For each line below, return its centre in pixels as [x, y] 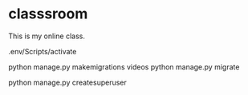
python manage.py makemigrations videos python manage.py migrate [124, 67]
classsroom [48, 14]
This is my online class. [47, 36]
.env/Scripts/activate [43, 51]
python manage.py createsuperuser [67, 82]
